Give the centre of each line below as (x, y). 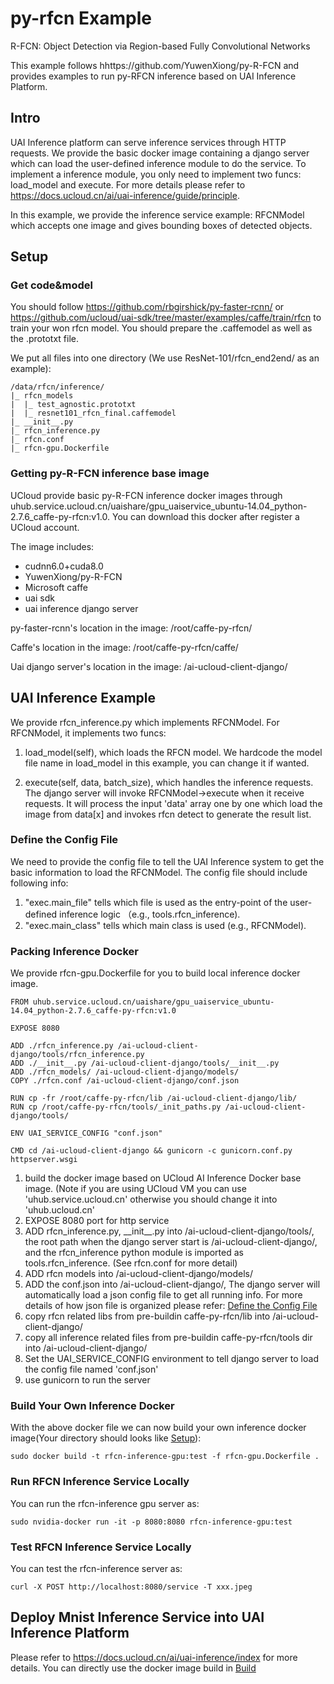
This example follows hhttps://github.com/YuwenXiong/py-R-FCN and (155, 65)
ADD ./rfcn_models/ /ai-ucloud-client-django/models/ (125, 1072)
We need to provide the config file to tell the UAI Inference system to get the (167, 861)
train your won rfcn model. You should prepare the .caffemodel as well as (161, 328)
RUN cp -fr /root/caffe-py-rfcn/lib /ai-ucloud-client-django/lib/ (154, 1098)
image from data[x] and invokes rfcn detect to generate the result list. (168, 814)
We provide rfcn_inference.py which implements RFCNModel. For (145, 722)
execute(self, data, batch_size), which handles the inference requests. (169, 782)
